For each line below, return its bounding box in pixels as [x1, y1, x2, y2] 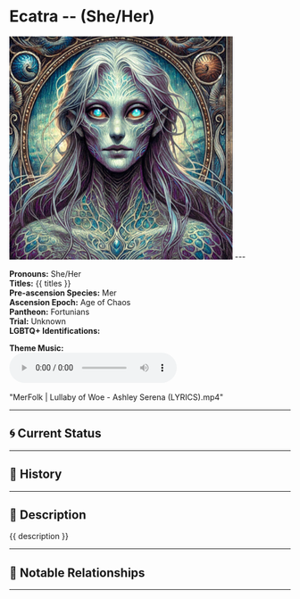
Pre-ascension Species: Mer [9, 287, 118, 298]
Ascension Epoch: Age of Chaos [9, 296, 131, 307]
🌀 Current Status [9, 426, 102, 441]
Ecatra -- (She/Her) [9, 6, 155, 27]
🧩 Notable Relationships [9, 565, 146, 580]
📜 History [9, 467, 62, 482]
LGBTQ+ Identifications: [9, 325, 101, 336]
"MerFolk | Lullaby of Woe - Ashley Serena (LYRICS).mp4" [9, 391, 224, 403]
